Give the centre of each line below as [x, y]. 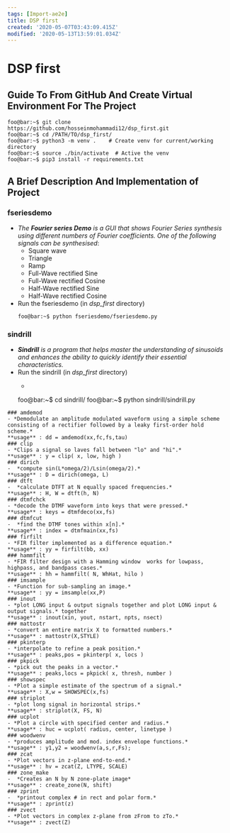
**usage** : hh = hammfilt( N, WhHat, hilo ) [75, 574]
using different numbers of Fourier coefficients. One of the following [117, 236]
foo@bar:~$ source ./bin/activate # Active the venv [88, 153]
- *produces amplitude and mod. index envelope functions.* [98, 742]
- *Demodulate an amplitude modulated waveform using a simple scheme [114, 419]
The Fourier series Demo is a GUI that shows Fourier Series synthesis [120, 228]
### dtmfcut [25, 519]
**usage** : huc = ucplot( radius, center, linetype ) [90, 729]
